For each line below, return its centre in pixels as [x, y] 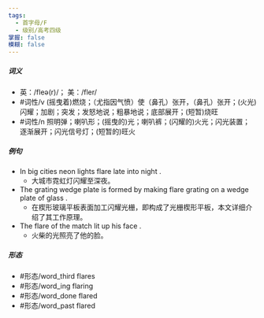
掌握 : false [26, 37]
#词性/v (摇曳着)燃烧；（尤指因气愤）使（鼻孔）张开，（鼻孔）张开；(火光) [138, 102]
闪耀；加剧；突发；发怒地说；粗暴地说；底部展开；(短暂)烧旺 [119, 112]
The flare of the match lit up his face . [80, 226]
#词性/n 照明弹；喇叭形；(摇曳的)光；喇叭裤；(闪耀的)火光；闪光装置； [135, 122]
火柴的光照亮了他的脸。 [69, 235]
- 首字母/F [31, 23]
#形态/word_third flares [58, 276]
